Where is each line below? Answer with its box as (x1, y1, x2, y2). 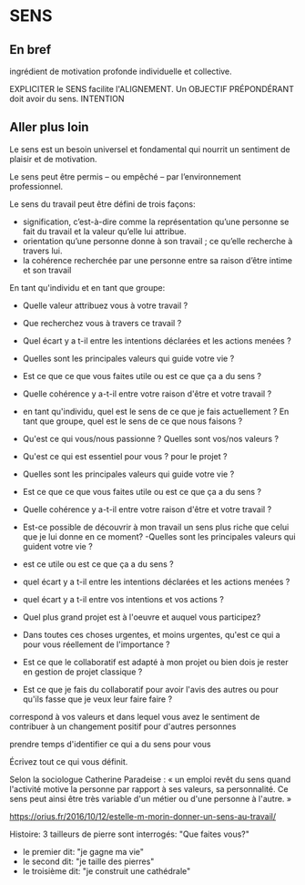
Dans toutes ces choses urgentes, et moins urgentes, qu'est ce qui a (22, 629, 280, 640)
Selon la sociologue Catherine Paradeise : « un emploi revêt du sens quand (9, 774, 291, 785)
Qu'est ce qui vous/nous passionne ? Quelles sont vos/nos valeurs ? (22, 433, 280, 444)
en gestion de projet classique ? (22, 666, 143, 677)
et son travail (22, 264, 72, 275)
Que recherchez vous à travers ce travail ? (22, 317, 182, 328)
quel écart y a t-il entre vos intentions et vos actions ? (22, 593, 225, 604)
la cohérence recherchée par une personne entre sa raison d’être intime (22, 254, 293, 265)
